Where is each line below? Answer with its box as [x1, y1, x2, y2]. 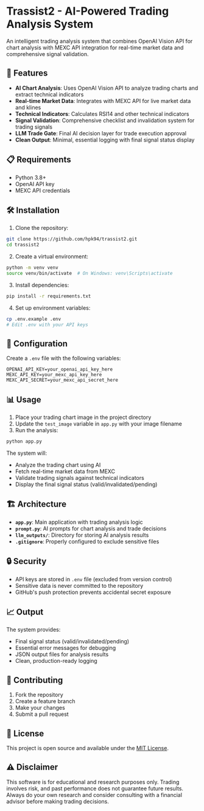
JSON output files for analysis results [15, 651, 109, 658]
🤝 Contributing [6, 675, 63, 685]
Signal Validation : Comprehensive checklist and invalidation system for [15, 116, 195, 124]
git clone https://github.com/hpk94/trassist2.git [6, 236, 138, 242]
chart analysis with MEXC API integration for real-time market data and [6, 44, 184, 51]
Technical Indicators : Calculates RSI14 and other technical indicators [15, 110, 189, 117]
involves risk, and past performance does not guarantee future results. [6, 785, 184, 792]
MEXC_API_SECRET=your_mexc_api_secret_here [6, 377, 119, 384]
